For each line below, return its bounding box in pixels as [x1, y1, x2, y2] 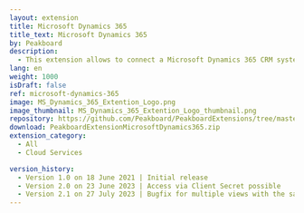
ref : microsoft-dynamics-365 [9, 89, 119, 98]
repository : [9, 114, 54, 123]
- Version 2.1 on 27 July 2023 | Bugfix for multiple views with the [17, 189, 285, 199]
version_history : [9, 164, 75, 173]
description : [9, 47, 59, 56]
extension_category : [9, 131, 88, 140]
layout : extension [9, 13, 79, 23]
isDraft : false [9, 81, 67, 90]
